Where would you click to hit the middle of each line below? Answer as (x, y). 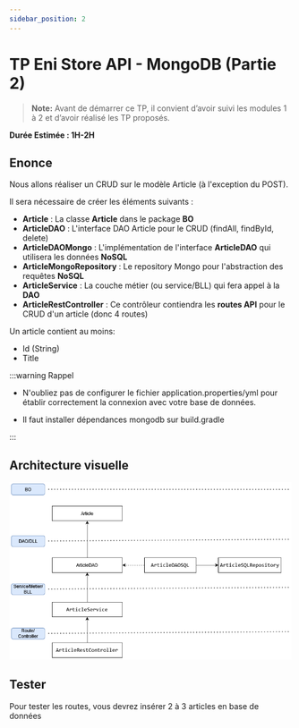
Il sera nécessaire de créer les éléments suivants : (102, 202)
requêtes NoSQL (53, 276)
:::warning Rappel (42, 376)
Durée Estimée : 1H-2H (52, 135)
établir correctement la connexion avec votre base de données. (139, 402)
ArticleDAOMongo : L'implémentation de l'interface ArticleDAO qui (146, 248)
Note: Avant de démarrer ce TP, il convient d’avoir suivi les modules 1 (159, 108)
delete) (35, 238)
